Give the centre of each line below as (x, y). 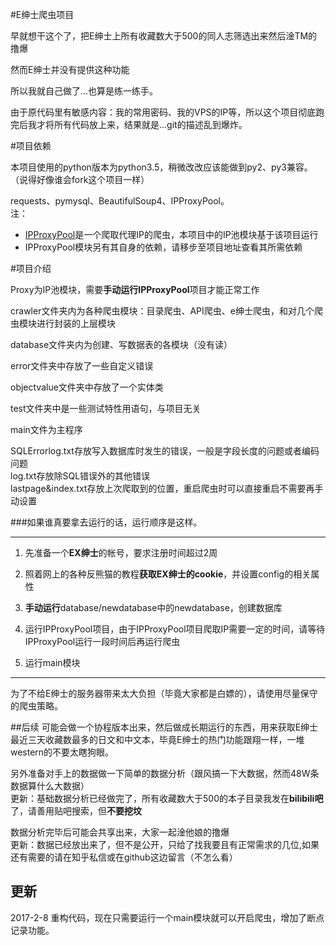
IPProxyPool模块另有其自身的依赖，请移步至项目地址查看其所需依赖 (163, 247)
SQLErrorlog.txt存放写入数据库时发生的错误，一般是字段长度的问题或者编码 (165, 451)
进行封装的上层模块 (76, 323)
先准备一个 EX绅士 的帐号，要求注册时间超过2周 (121, 552)
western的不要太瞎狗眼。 (62, 752)
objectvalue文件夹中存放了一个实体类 (87, 387)
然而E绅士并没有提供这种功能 (70, 69)
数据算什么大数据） (50, 786)
